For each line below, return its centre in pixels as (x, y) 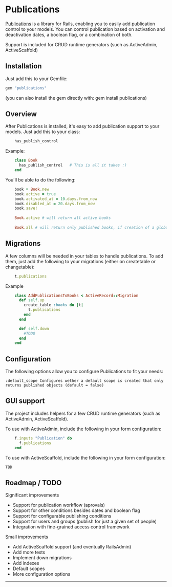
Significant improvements (32, 495)
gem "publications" (26, 88)
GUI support (25, 401)
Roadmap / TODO (34, 482)
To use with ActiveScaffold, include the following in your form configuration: (85, 457)
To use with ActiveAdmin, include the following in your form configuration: (83, 429)
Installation (24, 66)
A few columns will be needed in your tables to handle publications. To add (84, 256)
